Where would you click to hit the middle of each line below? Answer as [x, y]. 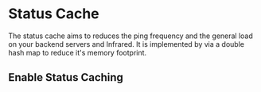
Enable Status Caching [66, 77]
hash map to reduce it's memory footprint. [78, 52]
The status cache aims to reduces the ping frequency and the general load [130, 36]
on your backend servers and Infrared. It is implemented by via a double [127, 44]
